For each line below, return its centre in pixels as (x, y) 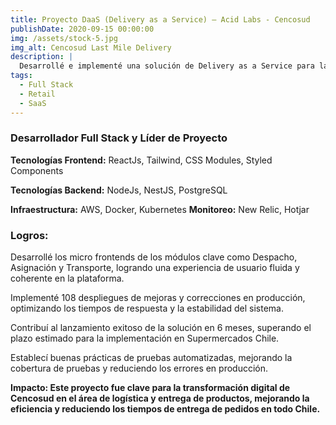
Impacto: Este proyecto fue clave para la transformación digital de (150, 388)
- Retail (37, 94)
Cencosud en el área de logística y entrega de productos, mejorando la (160, 398)
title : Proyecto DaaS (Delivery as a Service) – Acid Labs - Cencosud (160, 19)
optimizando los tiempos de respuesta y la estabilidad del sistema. (147, 308)
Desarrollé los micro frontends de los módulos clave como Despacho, (154, 257)
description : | (42, 57)
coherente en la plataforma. (67, 278)
